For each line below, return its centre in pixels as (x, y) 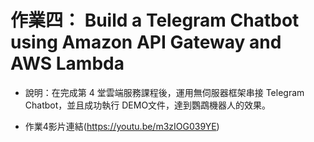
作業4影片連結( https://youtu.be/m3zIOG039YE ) (122, 126)
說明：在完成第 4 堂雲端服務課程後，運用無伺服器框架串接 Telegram (164, 92)
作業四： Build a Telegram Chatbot (155, 20)
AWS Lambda (67, 63)
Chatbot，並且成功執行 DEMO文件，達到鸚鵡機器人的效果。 (148, 105)
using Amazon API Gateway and (146, 42)
